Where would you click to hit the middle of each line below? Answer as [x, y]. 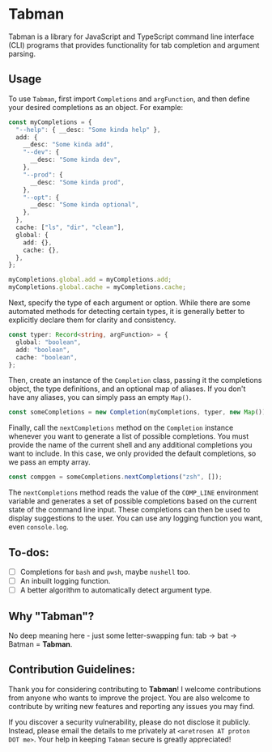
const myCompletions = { [50, 122]
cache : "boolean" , [47, 357]
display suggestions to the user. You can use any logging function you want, [136, 518]
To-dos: [29, 552]
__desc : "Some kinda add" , [68, 145]
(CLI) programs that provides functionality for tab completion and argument [134, 45]
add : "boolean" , [43, 350]
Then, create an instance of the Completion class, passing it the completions [135, 380]
